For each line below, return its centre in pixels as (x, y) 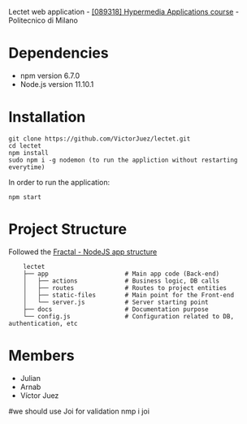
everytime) (27, 167)
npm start (25, 197)
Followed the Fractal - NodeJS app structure (83, 252)
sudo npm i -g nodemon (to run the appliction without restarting (123, 160)
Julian (30, 378)
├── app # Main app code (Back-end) (121, 274)
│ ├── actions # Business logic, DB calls (121, 281)
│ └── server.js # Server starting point (116, 302)
